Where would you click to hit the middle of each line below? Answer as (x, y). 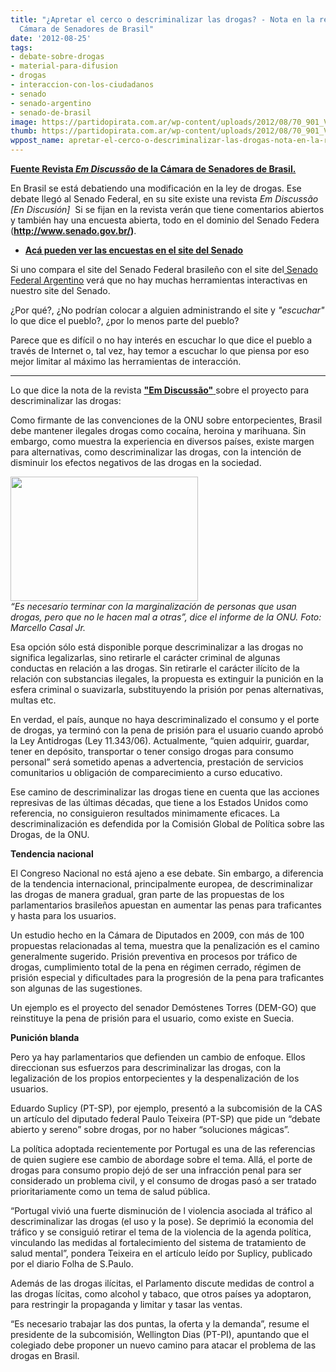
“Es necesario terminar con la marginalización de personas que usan (153, 606)
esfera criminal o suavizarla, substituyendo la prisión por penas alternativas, (167, 689)
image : (24, 122)
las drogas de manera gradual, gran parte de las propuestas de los (147, 894)
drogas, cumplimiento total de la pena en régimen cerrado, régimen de (156, 967)
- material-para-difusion (64, 66)
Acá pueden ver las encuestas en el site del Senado (134, 250)
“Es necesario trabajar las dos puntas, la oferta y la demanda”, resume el (160, 1324)
